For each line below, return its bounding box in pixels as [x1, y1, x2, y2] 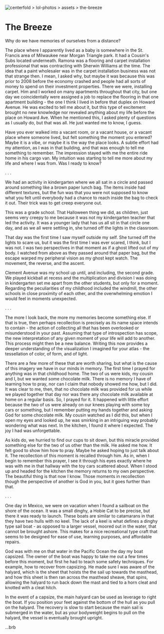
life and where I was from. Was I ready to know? [5, 160, 102, 166]
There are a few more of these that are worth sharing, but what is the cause [5, 360, 157, 366]
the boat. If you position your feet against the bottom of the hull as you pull [5, 599, 155, 605]
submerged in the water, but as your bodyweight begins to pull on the [5, 610, 145, 615]
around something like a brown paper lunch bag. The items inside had [5, 184, 145, 190]
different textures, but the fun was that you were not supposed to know [5, 189, 148, 195]
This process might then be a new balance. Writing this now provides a [5, 340, 148, 346]
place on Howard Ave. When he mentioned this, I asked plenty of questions [5, 115, 156, 120]
